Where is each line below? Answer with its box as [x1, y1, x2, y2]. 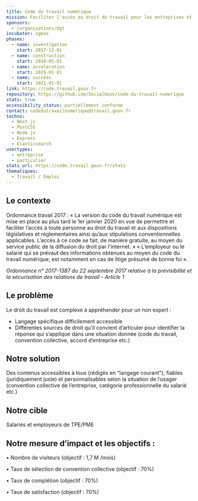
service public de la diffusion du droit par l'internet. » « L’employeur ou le [6, 243, 185, 250]
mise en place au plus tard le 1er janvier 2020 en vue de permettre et [6, 217, 175, 225]
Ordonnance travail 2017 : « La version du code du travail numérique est [6, 211, 182, 219]
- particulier [11, 158, 46, 163]
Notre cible [6, 405, 48, 415]
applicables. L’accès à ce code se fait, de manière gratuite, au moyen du [6, 236, 183, 243]
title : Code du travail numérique [6, 8, 92, 15]
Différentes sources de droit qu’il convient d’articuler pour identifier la [14, 324, 185, 331]
